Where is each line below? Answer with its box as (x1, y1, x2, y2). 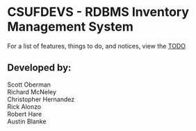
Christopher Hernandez (7, 95, 75, 103)
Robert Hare (7, 110, 42, 118)
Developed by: (7, 62, 72, 73)
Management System (7, 19, 134, 35)
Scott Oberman (7, 80, 51, 89)
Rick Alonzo (7, 102, 42, 111)
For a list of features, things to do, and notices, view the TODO (7, 42, 186, 50)
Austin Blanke (7, 117, 47, 125)
